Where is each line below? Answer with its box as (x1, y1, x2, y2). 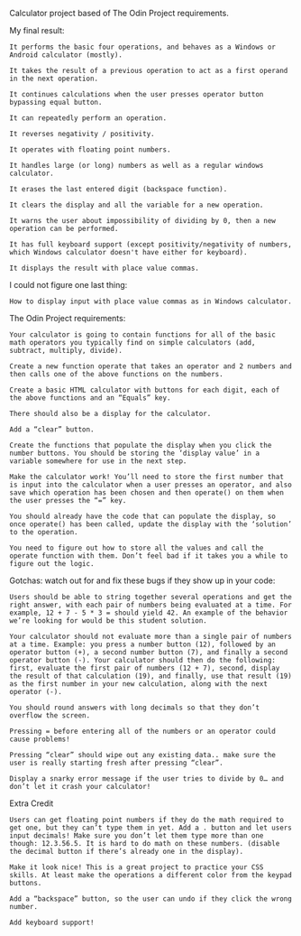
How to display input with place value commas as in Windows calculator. (9, 297, 293, 306)
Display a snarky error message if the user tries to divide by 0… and (9, 774, 284, 783)
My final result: (9, 25, 65, 35)
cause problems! (9, 735, 70, 744)
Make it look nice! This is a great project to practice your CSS (9, 863, 264, 872)
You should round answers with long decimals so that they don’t (9, 703, 260, 712)
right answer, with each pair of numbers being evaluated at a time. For (9, 600, 293, 609)
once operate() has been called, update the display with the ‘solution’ (9, 520, 293, 529)
